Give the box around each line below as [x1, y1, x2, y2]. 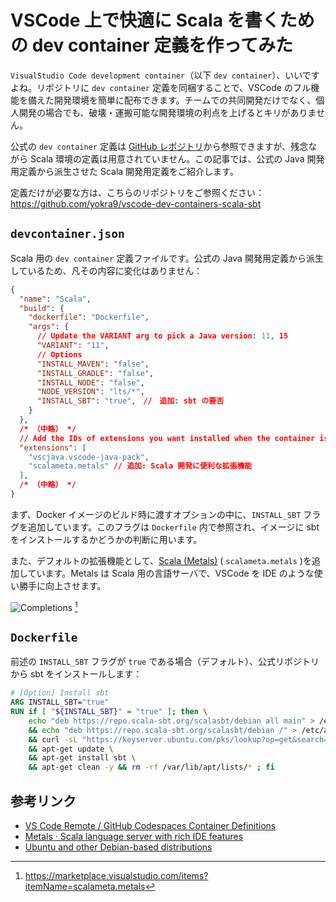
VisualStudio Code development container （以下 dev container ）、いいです [10, 69, 320, 81]
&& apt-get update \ [28, 744, 114, 754]
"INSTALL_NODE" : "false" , [36, 377, 145, 388]
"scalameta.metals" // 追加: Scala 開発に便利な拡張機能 [28, 461, 253, 471]
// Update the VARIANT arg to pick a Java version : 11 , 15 [36, 331, 289, 341]
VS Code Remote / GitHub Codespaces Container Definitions [24, 820, 277, 832]
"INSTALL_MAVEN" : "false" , [36, 359, 150, 369]
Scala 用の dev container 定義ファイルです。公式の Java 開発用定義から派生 [10, 252, 324, 264]
